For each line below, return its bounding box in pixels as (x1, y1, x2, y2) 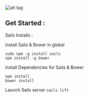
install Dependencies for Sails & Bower (5, 64, 84, 70)
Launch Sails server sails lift (5, 87, 69, 93)
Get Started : (5, 19, 45, 27)
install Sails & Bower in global (5, 42, 65, 48)
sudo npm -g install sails (5, 51, 61, 56)
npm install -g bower (5, 55, 50, 60)
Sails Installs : (5, 32, 33, 38)
